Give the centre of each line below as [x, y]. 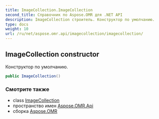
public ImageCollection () [33, 76]
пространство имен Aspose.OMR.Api [53, 106]
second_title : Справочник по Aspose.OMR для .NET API [64, 15]
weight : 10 [17, 29]
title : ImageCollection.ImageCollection [49, 10]
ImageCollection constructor [52, 54]
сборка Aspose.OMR [35, 111]
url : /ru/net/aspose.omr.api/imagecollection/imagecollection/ [74, 34]
